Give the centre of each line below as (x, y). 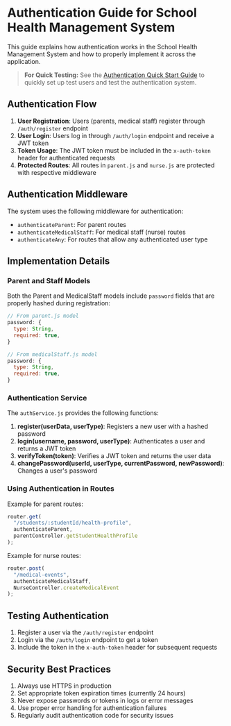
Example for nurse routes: (44, 555)
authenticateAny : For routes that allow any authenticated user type (112, 239)
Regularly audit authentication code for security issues (95, 715)
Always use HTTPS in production (65, 686)
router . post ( (26, 568)
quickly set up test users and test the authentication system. (110, 82)
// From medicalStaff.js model (52, 354)
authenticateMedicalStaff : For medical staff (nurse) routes (101, 232)
